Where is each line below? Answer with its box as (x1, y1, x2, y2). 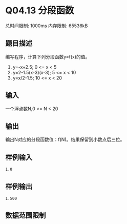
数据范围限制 (5, 211, 46, 220)
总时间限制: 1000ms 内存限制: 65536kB (5, 23, 88, 29)
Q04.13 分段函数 (5, 5, 74, 16)
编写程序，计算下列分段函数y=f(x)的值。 (5, 53, 90, 59)
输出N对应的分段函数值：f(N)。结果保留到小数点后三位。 (5, 136, 125, 142)
